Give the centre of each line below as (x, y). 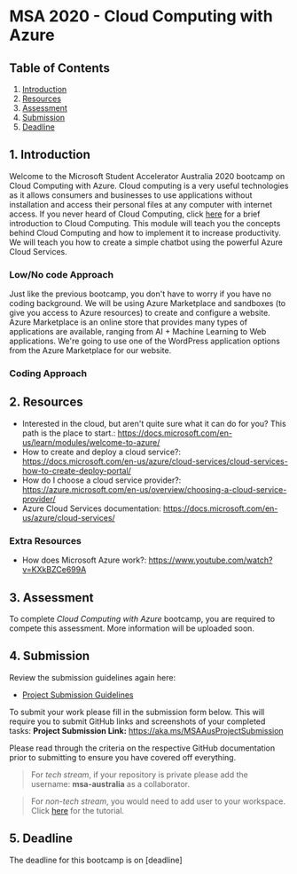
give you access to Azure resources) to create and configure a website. (140, 313)
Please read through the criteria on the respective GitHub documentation (142, 748)
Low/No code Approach (61, 274)
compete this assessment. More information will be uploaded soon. (132, 628)
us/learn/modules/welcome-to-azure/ (91, 442)
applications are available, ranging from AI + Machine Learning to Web (138, 332)
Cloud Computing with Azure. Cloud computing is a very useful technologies (149, 185)
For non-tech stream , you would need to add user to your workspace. (158, 801)
